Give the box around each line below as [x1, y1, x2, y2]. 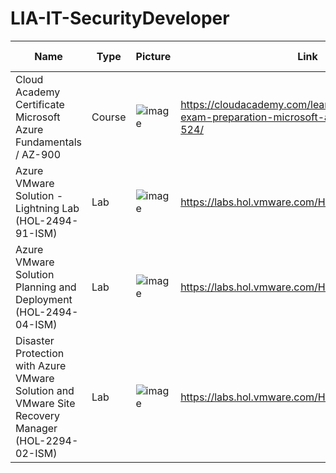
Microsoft [15, 110, 61, 124]
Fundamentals [15, 135, 83, 149]
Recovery [15, 408, 61, 422]
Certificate [15, 97, 65, 111]
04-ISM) [15, 317, 58, 331]
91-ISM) [15, 226, 58, 240]
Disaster [15, 333, 55, 347]
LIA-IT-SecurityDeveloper [10, 7, 230, 30]
